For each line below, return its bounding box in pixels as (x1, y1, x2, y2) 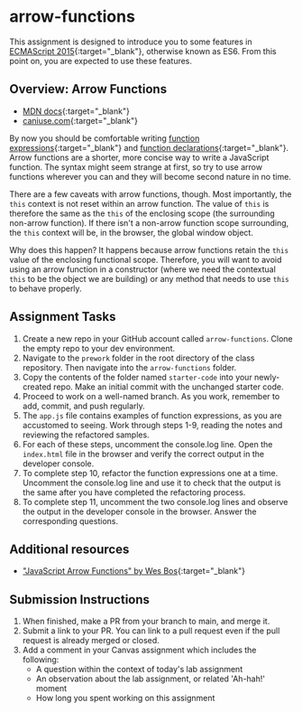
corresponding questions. (22, 515, 119, 526)
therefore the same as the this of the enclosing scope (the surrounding (9, 208, 275, 219)
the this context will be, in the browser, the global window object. (9, 227, 254, 238)
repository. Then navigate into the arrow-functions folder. (22, 361, 237, 372)
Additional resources (9, 541, 130, 557)
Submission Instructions (9, 592, 151, 607)
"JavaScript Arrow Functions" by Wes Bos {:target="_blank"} (22, 566, 246, 576)
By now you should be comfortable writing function (9, 133, 200, 144)
